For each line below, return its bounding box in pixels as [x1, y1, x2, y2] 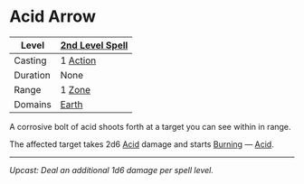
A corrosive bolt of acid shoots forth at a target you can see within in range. [9, 121, 291, 132]
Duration [14, 69, 52, 81]
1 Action [60, 54, 97, 67]
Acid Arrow [9, 6, 97, 27]
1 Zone [60, 83, 91, 96]
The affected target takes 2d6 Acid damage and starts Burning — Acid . [9, 138, 274, 150]
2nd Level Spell [60, 39, 128, 51]
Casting [14, 54, 47, 67]
